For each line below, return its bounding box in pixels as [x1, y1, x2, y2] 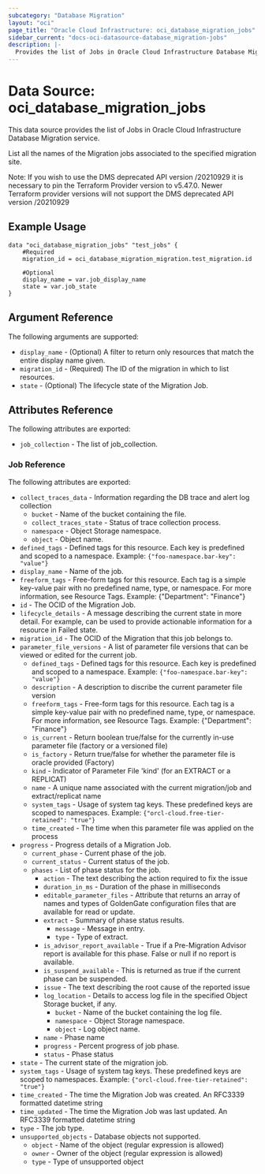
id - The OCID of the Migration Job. [19, 600, 136, 609]
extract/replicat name [31, 791, 102, 800]
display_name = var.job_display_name [22, 275, 147, 284]
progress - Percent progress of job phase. [43, 1041, 180, 1050]
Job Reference [8, 459, 65, 470]
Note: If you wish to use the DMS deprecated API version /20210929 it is [8, 172, 244, 181]
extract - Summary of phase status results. [43, 915, 185, 925]
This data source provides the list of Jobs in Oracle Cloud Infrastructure [8, 125, 242, 134]
